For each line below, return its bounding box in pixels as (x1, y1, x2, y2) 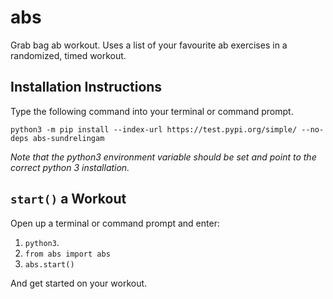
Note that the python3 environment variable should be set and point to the (10, 151, 317, 163)
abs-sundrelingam (32, 133, 105, 143)
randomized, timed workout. (10, 49, 127, 61)
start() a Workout (10, 191, 127, 208)
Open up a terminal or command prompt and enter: (10, 217, 220, 229)
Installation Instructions (10, 79, 163, 96)
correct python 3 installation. (10, 161, 130, 173)
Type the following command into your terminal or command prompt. (10, 105, 294, 117)
